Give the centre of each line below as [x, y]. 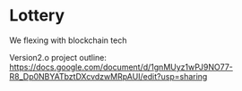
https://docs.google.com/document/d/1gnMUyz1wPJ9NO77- [121, 67]
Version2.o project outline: [58, 57]
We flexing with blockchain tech [68, 40]
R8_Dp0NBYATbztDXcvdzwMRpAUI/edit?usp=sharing [108, 76]
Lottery [37, 16]
